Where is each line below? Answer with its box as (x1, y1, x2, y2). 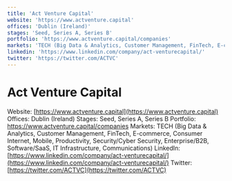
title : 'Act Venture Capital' (7, 10, 95, 17)
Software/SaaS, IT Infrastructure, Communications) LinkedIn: (7, 144, 181, 152)
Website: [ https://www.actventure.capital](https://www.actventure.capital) (7, 107, 219, 116)
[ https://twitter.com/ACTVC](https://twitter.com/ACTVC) (7, 166, 167, 174)
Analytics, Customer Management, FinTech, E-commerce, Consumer (7, 129, 203, 138)
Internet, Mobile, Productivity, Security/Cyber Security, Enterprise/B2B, (7, 136, 209, 145)
